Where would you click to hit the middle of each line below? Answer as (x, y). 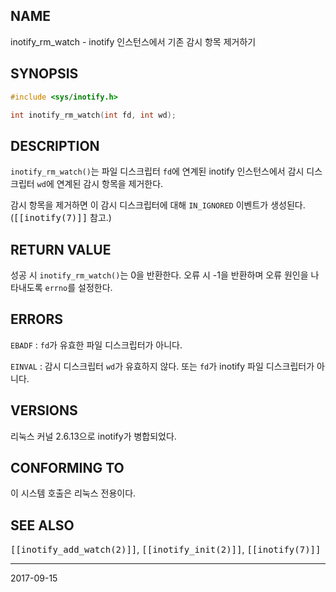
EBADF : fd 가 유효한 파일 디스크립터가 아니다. (96, 345)
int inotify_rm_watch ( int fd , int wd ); (93, 115)
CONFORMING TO (67, 468)
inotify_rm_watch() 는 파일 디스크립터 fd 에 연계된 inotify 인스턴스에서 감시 (157, 171)
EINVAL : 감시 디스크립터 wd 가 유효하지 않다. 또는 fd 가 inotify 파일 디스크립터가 (162, 366)
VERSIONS (44, 410)
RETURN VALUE (61, 249)
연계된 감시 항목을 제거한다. (110, 184)
